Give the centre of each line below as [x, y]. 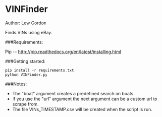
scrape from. [25, 104]
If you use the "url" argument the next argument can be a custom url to [85, 99]
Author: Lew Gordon [26, 23]
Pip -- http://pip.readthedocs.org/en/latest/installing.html [63, 52]
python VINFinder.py [27, 75]
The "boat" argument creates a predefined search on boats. [73, 93]
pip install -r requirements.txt [40, 70]
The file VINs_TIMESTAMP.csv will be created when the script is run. [82, 109]
